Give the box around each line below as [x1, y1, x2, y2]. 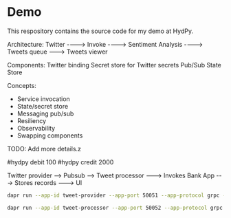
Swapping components [16, 131, 83, 140]
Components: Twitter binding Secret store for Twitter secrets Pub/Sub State [7, 61, 221, 69]
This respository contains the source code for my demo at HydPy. [7, 27, 194, 35]
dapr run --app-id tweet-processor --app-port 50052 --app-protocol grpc [7, 204, 223, 211]
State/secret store [16, 102, 69, 110]
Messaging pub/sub [16, 109, 74, 118]
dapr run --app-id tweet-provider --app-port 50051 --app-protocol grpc [7, 192, 220, 199]
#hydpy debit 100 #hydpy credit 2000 [7, 157, 114, 166]
